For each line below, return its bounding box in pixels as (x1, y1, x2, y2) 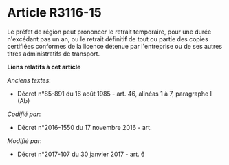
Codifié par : (7, 110, 41, 118)
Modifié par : (7, 136, 43, 145)
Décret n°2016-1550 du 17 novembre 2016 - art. (17, 123, 153, 131)
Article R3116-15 (7, 5, 102, 21)
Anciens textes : (7, 76, 52, 84)
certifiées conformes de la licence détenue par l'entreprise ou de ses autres (7, 42, 222, 50)
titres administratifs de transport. (7, 49, 100, 58)
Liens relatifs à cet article (7, 63, 81, 71)
